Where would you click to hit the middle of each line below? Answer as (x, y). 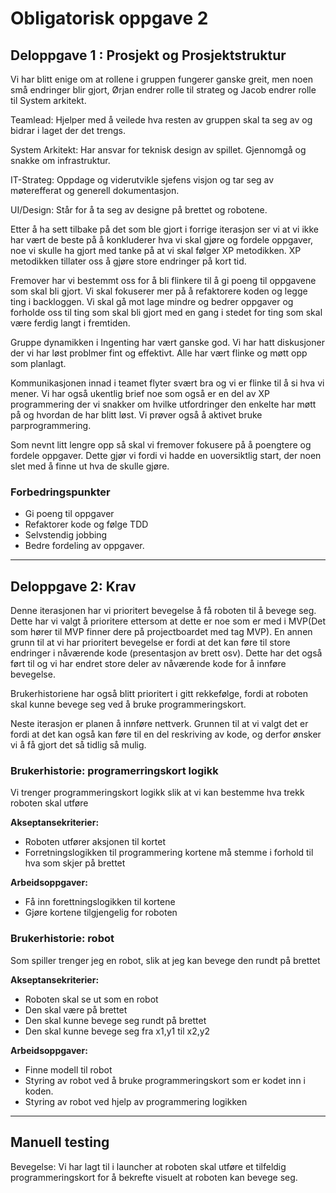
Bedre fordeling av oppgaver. (84, 546)
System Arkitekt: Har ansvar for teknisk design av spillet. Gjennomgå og (158, 150)
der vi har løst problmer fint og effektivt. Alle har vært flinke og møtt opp (159, 353)
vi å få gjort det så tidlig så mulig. (78, 745)
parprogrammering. (51, 425)
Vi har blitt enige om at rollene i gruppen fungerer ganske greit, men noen (161, 79)
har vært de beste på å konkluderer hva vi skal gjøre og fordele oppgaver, (162, 240)
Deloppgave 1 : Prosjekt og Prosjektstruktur (148, 55)
